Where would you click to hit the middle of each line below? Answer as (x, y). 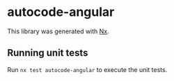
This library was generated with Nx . (58, 31)
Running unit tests (48, 53)
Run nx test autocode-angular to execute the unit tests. (87, 69)
